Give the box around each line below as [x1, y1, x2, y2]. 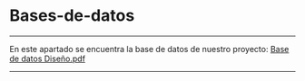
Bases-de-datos [9, 5, 135, 26]
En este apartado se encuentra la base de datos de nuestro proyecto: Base [9, 43, 290, 54]
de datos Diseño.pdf [9, 53, 86, 64]
